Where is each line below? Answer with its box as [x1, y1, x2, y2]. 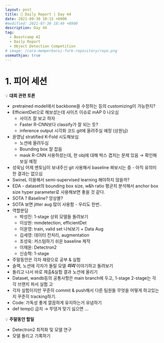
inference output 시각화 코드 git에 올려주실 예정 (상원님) [19, 128, 129, 134]
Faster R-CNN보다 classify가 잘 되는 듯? [19, 121, 98, 128]
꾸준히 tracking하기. [17, 293, 56, 300]
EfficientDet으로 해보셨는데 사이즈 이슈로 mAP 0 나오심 [12, 109, 119, 115]
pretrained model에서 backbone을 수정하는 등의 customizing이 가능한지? [12, 103, 156, 109]
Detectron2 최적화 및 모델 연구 [12, 327, 72, 333]
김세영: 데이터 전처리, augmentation [19, 232, 89, 238]
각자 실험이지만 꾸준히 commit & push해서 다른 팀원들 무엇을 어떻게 [12, 287, 142, 293]
